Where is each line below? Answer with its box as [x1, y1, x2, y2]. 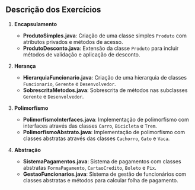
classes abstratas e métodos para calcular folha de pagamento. [23, 176, 178, 183]
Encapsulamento [14, 20, 57, 27]
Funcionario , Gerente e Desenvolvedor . [23, 80, 116, 87]
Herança [14, 62, 36, 69]
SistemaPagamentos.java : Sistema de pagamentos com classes [23, 157, 181, 165]
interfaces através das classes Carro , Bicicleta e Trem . [23, 122, 158, 129]
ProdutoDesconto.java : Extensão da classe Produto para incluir [23, 45, 179, 52]
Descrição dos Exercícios [5, 5, 101, 15]
